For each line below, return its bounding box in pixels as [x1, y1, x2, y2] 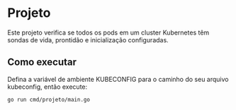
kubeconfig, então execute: [7, 82, 88, 91]
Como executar [7, 56, 77, 68]
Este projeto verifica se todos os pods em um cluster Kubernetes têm [7, 28, 210, 37]
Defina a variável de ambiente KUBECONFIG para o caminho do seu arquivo [7, 75, 229, 83]
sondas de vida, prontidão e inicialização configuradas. [7, 35, 169, 44]
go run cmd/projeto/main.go [7, 96, 91, 103]
